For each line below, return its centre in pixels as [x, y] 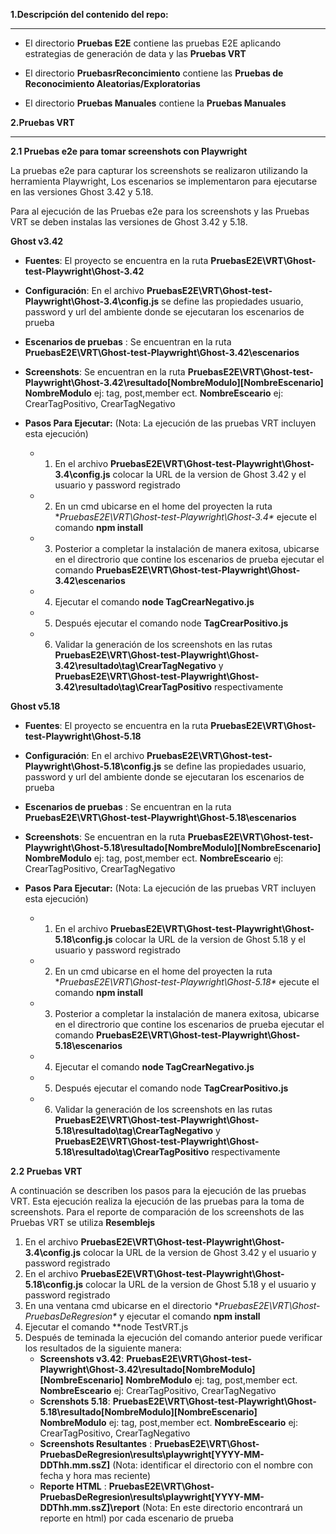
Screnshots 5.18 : [75, 1401]
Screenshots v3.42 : [82, 1358]
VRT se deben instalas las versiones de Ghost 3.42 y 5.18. [129, 222]
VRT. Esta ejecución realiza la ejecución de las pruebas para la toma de [157, 1201]
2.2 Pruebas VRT [46, 1171]
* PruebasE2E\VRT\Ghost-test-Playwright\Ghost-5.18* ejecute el [187, 982]
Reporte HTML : [73, 1486]
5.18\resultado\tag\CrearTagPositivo [132, 1152]
